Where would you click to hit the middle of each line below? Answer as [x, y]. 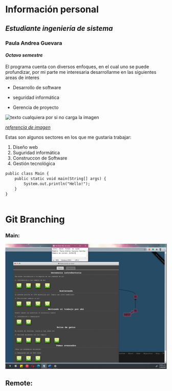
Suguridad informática [36, 152]
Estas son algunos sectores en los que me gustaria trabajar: [68, 137]
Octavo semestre [24, 55]
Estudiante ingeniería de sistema [59, 28]
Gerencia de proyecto [36, 107]
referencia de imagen [28, 127]
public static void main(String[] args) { [60, 179]
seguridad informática [36, 97]
